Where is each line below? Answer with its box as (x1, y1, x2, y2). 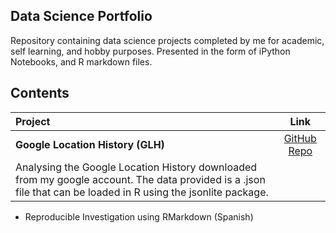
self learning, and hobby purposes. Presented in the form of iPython (10, 45, 291, 57)
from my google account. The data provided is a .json (15, 172, 266, 186)
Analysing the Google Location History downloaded (15, 160, 258, 174)
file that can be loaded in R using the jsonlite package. (15, 185, 269, 199)
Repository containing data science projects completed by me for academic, (10, 34, 325, 46)
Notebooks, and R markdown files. (10, 55, 153, 68)
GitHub (283, 131, 317, 145)
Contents (10, 85, 70, 102)
